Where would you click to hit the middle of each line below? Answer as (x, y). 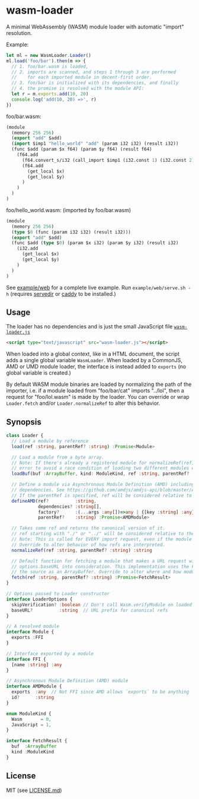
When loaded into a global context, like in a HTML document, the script (93, 354)
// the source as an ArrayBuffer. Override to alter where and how (97, 572)
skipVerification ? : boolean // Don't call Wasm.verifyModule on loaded (102, 605)
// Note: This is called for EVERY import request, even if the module (102, 539)
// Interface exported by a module (50, 653)
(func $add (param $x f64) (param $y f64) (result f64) (82, 149)
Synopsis (24, 422)
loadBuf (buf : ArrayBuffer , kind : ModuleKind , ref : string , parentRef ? (100, 474)
